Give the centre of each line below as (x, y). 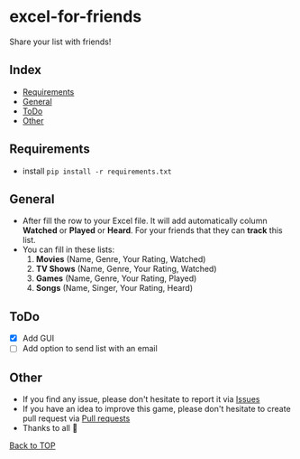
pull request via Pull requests (76, 418)
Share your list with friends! (60, 42)
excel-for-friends (76, 17)
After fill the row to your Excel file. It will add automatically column (145, 221)
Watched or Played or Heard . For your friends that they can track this (152, 230)
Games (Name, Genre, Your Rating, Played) (116, 278)
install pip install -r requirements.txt (97, 171)
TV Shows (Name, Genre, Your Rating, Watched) (127, 269)
